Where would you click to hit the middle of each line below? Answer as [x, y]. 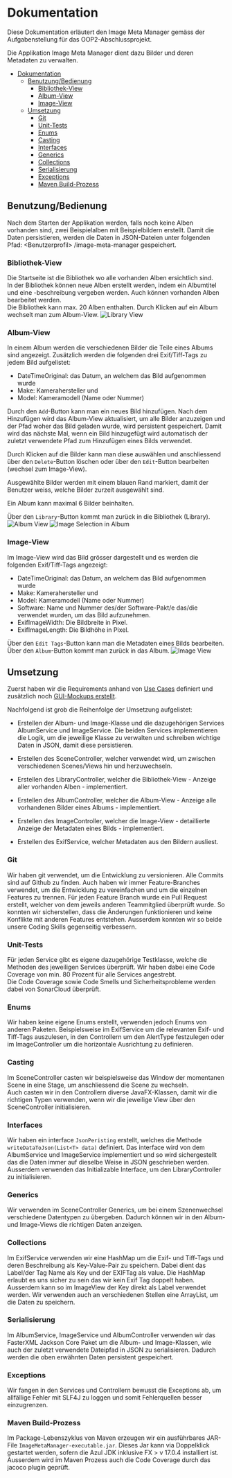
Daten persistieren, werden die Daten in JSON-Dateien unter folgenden [109, 237]
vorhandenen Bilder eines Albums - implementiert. [89, 808]
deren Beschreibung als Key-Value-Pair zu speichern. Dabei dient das [107, 1265]
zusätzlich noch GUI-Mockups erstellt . [62, 696]
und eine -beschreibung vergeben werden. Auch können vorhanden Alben [113, 293]
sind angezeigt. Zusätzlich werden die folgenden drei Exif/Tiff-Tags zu [107, 355]
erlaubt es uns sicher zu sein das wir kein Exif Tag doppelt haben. [101, 1280]
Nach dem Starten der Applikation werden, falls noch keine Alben [100, 223]
